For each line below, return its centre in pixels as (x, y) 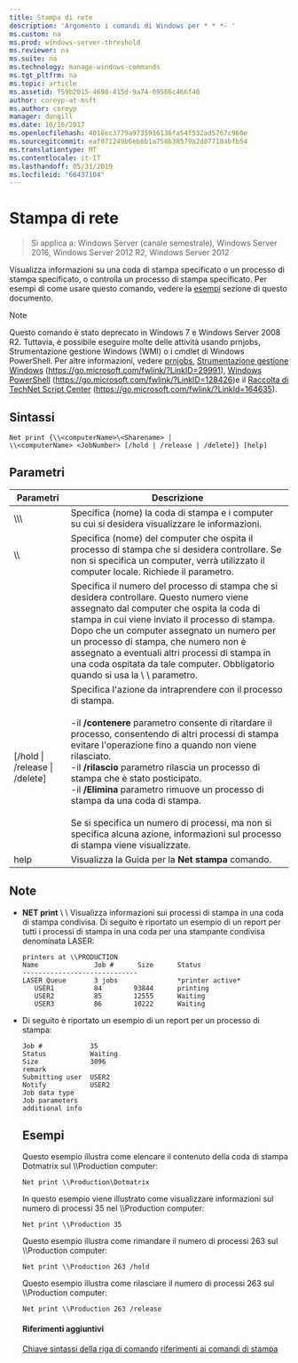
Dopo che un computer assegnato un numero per (173, 630)
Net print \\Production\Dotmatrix (86, 1183)
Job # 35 (60, 1046)
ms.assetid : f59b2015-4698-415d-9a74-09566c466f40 (105, 92)
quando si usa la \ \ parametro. (134, 675)
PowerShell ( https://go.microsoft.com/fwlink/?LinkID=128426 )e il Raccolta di (149, 380)
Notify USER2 (66, 1085)
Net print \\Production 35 (72, 1225)
